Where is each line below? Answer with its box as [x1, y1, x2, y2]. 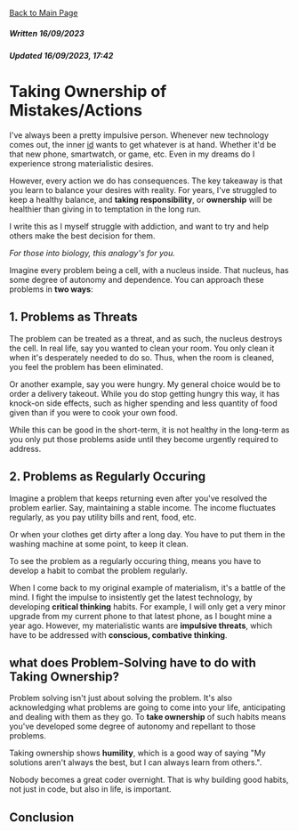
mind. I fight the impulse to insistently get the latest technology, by [9, 592, 254, 602]
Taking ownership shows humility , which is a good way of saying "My [9, 747, 267, 759]
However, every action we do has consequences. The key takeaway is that [9, 175, 283, 186]
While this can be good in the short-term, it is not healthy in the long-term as [9, 424, 290, 435]
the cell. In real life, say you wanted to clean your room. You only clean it [9, 343, 275, 353]
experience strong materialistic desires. [9, 157, 154, 168]
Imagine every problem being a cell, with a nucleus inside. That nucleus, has [9, 264, 289, 275]
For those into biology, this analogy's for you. [9, 247, 175, 258]
